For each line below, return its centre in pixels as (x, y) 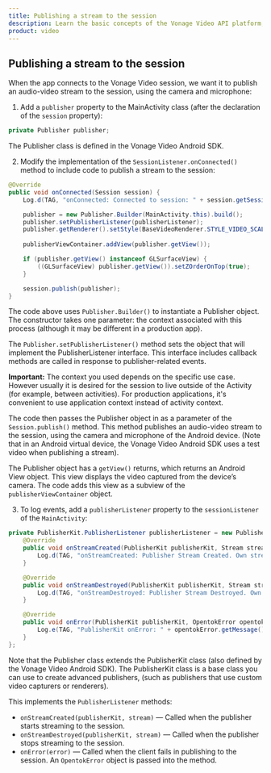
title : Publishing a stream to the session (83, 16)
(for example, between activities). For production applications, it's (118, 394)
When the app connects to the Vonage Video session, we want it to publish (133, 83)
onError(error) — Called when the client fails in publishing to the (128, 751)
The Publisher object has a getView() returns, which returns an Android (127, 468)
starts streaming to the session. (72, 725)
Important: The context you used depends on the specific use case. (122, 377)
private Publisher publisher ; (59, 131)
